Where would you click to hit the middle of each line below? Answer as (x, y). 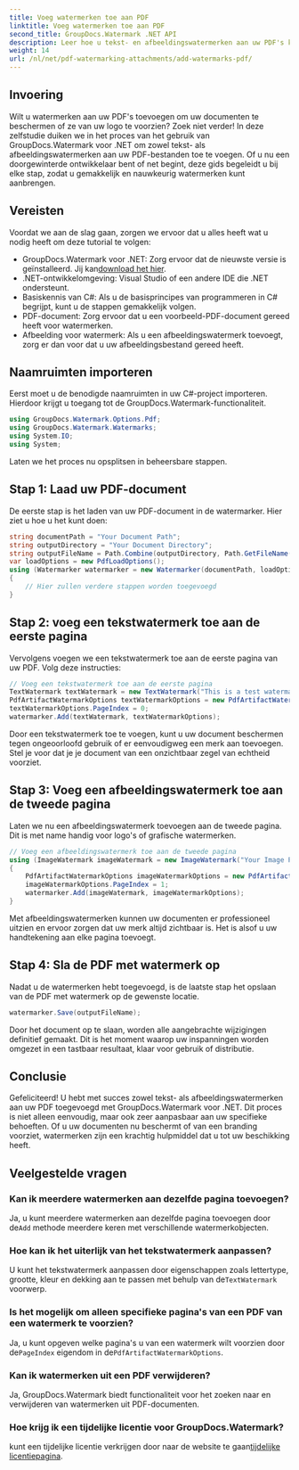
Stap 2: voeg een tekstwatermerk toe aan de (135, 623)
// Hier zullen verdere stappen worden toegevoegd (121, 587)
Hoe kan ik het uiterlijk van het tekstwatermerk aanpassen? (141, 1251)
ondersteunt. (45, 287)
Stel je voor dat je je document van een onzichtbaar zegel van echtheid (140, 752)
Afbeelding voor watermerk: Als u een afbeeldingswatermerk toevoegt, (152, 334)
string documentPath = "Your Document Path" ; (95, 537)
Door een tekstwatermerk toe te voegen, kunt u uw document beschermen (146, 734)
